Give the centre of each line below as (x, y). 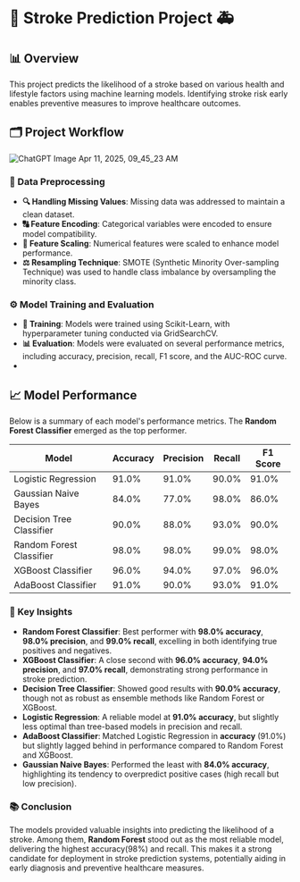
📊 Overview (44, 59)
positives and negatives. (67, 651)
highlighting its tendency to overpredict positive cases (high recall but (150, 774)
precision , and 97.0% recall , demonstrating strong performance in (145, 669)
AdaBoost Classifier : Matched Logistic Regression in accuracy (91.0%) (154, 735)
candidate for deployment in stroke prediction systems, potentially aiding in (148, 858)
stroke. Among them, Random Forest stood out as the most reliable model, (146, 839)
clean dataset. (48, 214)
